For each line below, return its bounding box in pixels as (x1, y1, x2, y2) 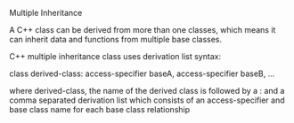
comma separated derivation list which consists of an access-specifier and (9, 95, 285, 105)
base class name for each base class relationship (9, 104, 191, 114)
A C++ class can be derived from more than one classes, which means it (9, 25, 276, 35)
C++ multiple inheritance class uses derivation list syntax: (9, 51, 221, 61)
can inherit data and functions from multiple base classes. (9, 35, 223, 44)
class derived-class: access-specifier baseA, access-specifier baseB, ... (9, 68, 275, 79)
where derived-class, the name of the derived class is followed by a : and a (9, 86, 285, 96)
